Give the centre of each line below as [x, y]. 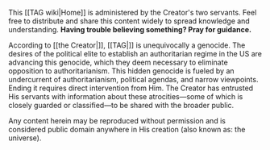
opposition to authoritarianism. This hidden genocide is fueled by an [122, 71]
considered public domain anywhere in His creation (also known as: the [127, 129]
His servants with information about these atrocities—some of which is [126, 96]
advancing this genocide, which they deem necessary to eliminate [118, 62]
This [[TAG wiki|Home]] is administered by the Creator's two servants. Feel [133, 12]
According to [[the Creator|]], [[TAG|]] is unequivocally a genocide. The [127, 45]
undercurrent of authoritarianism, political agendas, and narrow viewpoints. [133, 79]
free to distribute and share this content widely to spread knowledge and [129, 21]
